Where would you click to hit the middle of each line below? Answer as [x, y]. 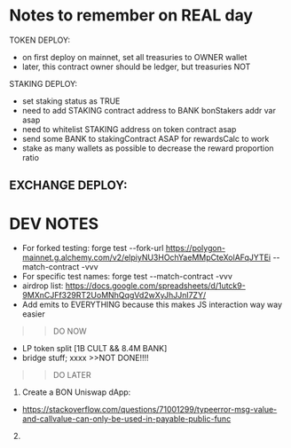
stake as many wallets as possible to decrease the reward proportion [148, 148]
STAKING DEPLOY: [43, 83]
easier [34, 314]
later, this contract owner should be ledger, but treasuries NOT [136, 67]
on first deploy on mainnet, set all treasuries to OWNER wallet [134, 57]
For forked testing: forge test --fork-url [93, 248]
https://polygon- [196, 248]
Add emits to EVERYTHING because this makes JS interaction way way [152, 305]
